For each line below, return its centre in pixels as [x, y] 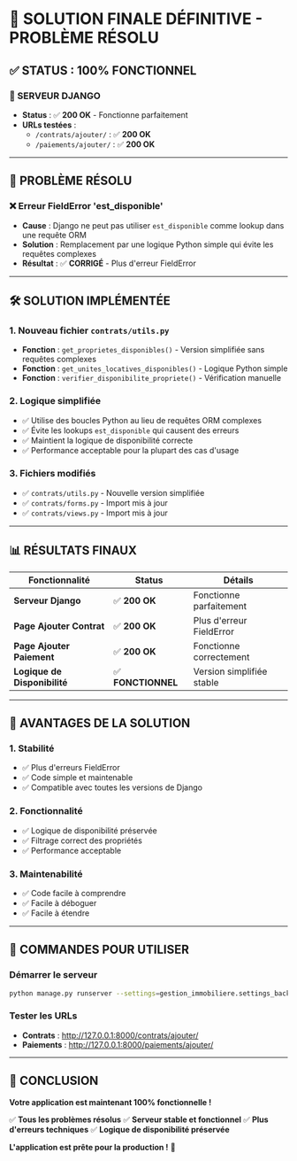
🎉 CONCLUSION [54, 1081]
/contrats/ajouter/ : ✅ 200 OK [93, 134]
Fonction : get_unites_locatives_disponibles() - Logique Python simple [155, 368]
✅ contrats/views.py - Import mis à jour [95, 513]
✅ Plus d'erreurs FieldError [71, 768]
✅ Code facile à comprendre [74, 893]
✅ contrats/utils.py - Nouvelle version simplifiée [113, 492]
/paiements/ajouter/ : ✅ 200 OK [95, 144]
